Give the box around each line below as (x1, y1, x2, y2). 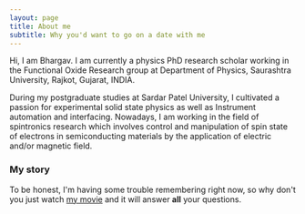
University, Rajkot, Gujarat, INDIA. (9, 75, 135, 86)
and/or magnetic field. (9, 140, 93, 151)
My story (9, 163, 50, 176)
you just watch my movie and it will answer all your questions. (9, 193, 242, 205)
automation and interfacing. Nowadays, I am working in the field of (9, 111, 259, 123)
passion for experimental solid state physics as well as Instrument (9, 102, 257, 113)
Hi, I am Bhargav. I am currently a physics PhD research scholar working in (9, 56, 290, 66)
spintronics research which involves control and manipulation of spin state (9, 121, 289, 132)
